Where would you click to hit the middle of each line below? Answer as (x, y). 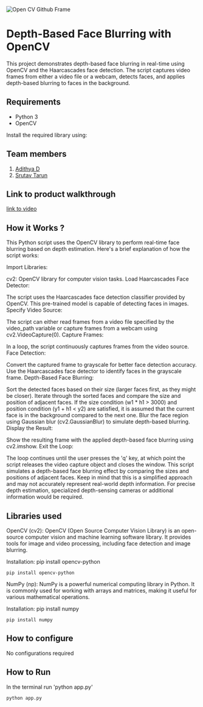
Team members (36, 154)
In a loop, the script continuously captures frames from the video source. (98, 347)
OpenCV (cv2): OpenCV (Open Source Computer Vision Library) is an (93, 531)
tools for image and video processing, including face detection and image (98, 543)
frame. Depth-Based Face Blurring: (50, 378)
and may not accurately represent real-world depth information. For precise (101, 484)
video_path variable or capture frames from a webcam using (82, 329)
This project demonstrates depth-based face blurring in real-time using (96, 63)
